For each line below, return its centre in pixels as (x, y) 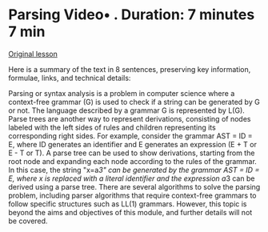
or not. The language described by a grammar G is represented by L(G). (127, 110)
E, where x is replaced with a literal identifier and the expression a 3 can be (132, 178)
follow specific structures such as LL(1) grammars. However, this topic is (128, 204)
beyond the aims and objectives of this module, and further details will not (130, 212)
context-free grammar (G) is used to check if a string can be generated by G (134, 102)
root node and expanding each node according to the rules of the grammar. (133, 161)
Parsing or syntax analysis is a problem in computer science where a (122, 93)
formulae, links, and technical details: (70, 78)
